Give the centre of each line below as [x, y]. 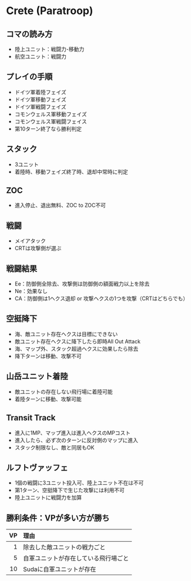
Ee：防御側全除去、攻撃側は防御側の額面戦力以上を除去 [82, 284]
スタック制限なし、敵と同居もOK [54, 447]
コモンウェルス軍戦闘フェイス [51, 121]
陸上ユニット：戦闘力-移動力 [49, 49]
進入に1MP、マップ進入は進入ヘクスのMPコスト [73, 432]
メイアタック [30, 241]
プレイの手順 [29, 77]
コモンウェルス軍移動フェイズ [51, 114]
